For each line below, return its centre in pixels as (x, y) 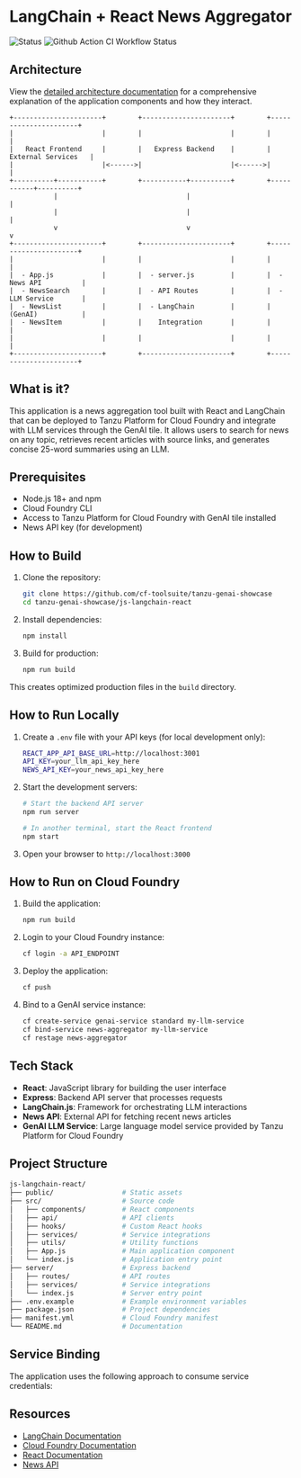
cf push (36, 988)
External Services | (52, 157)
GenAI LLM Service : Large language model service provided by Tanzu (153, 1125)
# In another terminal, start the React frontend (117, 828)
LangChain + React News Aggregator (150, 17)
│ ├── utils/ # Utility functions (104, 1243)
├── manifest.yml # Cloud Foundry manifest (114, 1318)
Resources (40, 1414)
